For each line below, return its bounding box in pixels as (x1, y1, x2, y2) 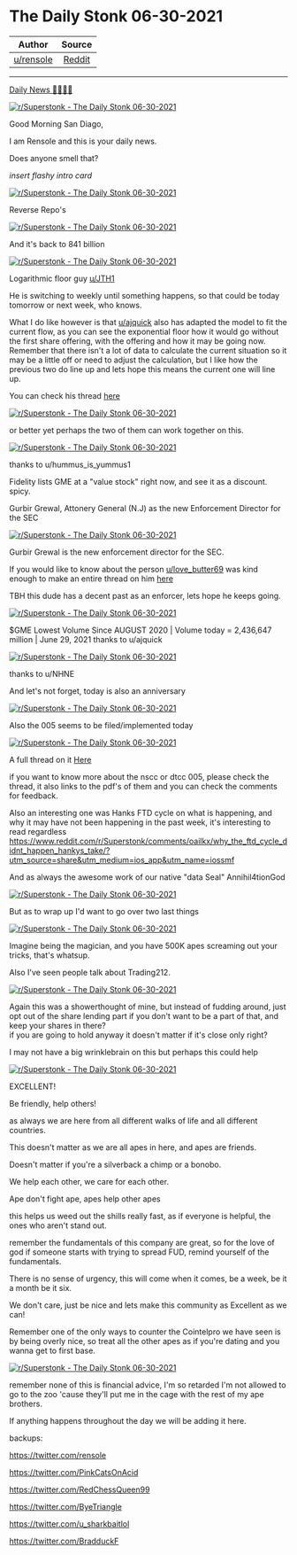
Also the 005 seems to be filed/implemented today (9, 719, 194, 730)
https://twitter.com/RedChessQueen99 (9, 1484, 150, 1495)
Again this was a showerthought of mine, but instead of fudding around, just (9, 1001, 286, 1012)
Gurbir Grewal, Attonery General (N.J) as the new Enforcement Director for (9, 502, 281, 513)
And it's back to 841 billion (9, 238, 105, 249)
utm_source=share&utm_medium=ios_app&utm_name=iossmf (9, 854, 235, 865)
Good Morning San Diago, (9, 118, 104, 129)
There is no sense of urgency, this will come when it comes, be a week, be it (9, 1273, 287, 1284)
